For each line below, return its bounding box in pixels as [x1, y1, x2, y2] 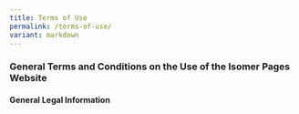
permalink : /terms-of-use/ [9, 22, 112, 31]
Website [9, 72, 47, 85]
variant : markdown [9, 30, 79, 39]
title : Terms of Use [9, 13, 88, 23]
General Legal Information [9, 94, 111, 105]
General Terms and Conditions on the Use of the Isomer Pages [9, 60, 291, 73]
